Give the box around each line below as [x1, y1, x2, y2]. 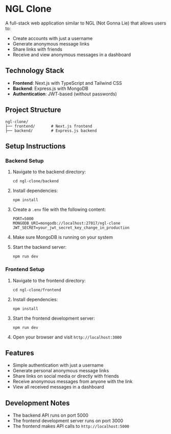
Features [5, 348, 34, 357]
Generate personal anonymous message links [12, 368, 109, 374]
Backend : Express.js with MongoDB [12, 85, 88, 91]
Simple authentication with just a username [12, 362, 104, 368]
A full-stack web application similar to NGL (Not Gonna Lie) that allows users [5, 20, 166, 26]
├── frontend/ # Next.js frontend [5, 124, 93, 129]
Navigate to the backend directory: [12, 169, 86, 175]
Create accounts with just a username [12, 35, 93, 41]
